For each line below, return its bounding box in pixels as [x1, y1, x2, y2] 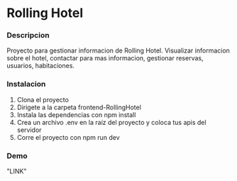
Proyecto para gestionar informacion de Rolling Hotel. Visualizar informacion [6, 46, 230, 55]
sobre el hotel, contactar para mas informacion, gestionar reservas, [6, 54, 204, 62]
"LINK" [6, 167, 27, 175]
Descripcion [6, 31, 50, 40]
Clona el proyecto [16, 95, 69, 104]
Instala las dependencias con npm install [16, 110, 136, 119]
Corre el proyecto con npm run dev [16, 133, 120, 141]
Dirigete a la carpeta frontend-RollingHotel [16, 103, 141, 111]
